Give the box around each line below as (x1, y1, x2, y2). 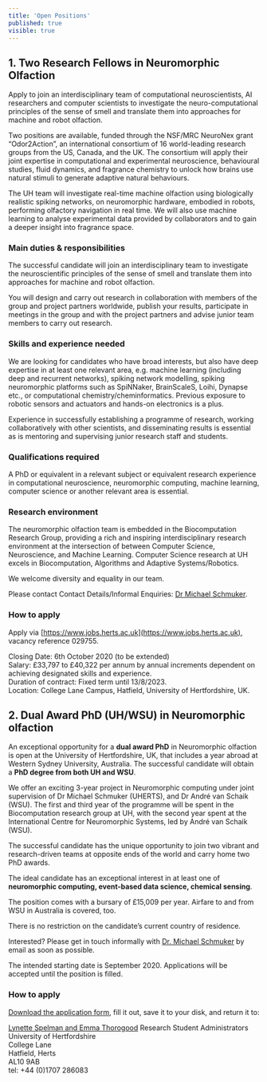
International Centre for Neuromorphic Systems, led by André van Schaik (8, 817, 248, 826)
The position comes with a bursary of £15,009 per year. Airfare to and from (8, 898, 254, 907)
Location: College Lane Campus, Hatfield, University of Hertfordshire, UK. (8, 685, 250, 695)
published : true (8, 19, 62, 27)
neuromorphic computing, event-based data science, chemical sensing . (8, 882, 253, 891)
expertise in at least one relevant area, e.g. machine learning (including (8, 365, 241, 375)
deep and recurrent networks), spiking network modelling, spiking (8, 373, 226, 383)
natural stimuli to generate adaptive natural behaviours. (8, 173, 190, 183)
